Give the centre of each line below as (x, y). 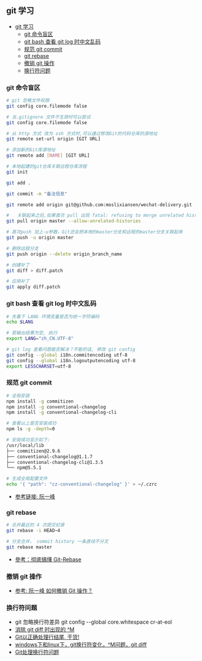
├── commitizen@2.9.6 (33, 451)
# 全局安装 (18, 396)
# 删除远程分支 (23, 248)
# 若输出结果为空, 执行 (32, 333)
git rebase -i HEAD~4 (33, 531)
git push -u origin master (40, 238)
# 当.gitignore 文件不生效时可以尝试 (48, 117)
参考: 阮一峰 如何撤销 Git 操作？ (54, 591)
